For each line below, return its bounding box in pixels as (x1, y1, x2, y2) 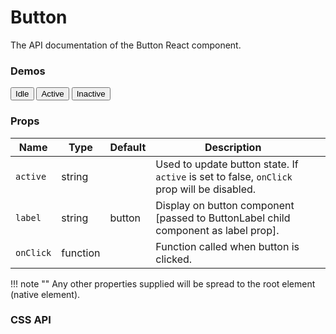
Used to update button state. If (155, 157, 299, 171)
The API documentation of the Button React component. (10, 39, 242, 51)
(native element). (10, 288, 81, 300)
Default (109, 140, 147, 154)
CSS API (10, 313, 52, 327)
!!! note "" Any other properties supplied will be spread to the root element (10, 277, 316, 290)
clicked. (155, 252, 193, 266)
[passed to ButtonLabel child (155, 211, 291, 225)
